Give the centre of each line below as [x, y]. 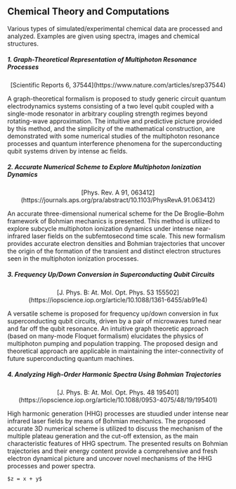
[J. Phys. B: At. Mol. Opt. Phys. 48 [106, 392]
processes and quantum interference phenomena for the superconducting [115, 143]
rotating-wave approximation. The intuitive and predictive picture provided [115, 121]
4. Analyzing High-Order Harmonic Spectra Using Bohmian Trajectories [114, 375]
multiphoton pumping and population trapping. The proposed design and [113, 343]
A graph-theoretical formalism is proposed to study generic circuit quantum [117, 99]
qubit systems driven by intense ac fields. [67, 151]
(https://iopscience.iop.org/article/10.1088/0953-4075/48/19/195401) [118, 400]
